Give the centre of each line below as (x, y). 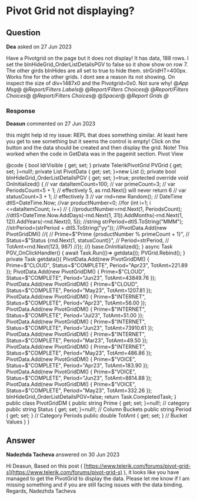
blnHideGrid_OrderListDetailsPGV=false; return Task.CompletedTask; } (91, 397)
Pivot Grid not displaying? (71, 11)
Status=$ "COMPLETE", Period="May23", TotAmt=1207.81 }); (79, 290)
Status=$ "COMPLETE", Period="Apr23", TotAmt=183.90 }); (77, 366)
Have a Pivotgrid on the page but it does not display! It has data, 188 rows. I (98, 58)
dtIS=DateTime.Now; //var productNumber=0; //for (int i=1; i (79, 203)
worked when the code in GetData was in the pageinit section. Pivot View (95, 154)
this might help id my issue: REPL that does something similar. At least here (97, 135)
